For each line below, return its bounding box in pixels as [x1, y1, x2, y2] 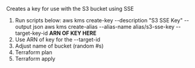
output [14, 23, 32, 30]
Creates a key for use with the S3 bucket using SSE [6, 5, 134, 12]
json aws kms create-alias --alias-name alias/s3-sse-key [33, 23, 175, 30]
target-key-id [14, 29, 48, 37]
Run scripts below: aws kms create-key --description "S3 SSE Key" [14, 17, 183, 23]
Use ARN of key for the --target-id [14, 36, 101, 43]
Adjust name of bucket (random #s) [14, 42, 104, 49]
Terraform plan [14, 49, 53, 56]
